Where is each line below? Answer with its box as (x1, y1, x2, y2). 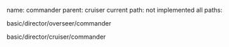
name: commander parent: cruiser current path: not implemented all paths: (6, 6, 223, 14)
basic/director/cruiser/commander (6, 32, 106, 41)
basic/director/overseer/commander (6, 19, 112, 27)
